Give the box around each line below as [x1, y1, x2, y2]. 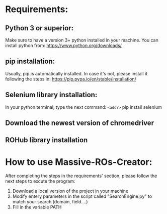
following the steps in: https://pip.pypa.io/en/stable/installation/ [5, 76, 137, 82]
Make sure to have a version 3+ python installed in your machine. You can [5, 37, 158, 43]
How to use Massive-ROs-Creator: [5, 156, 152, 167]
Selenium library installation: [5, 91, 98, 99]
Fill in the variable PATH [12, 204, 62, 210]
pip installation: [5, 57, 55, 66]
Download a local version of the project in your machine [12, 188, 129, 194]
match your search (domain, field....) [12, 199, 88, 205]
